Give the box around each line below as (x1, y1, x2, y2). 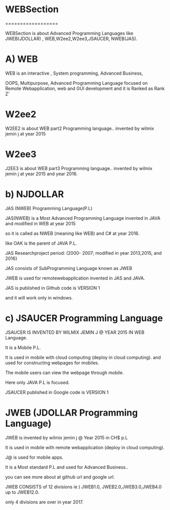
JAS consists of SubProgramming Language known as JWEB (5, 265, 133, 271)
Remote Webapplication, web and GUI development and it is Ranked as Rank (5, 85, 165, 91)
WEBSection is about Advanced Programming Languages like (5, 30, 134, 36)
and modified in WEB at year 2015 (5, 220, 76, 226)
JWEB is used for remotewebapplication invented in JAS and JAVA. (5, 275, 145, 281)
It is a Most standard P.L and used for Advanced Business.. (5, 464, 129, 470)
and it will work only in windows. (5, 294, 73, 300)
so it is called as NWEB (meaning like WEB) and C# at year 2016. (5, 230, 140, 236)
